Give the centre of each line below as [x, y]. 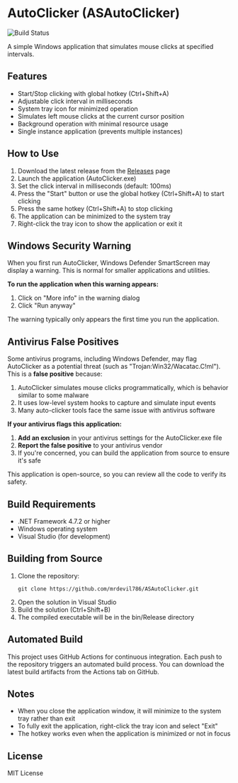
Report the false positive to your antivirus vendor [90, 445]
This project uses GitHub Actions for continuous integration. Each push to [115, 657]
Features [27, 76]
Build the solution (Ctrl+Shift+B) [64, 610]
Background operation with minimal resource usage [93, 124]
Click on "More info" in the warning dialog [79, 298]
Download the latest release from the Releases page [94, 171]
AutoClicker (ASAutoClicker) [94, 13]
